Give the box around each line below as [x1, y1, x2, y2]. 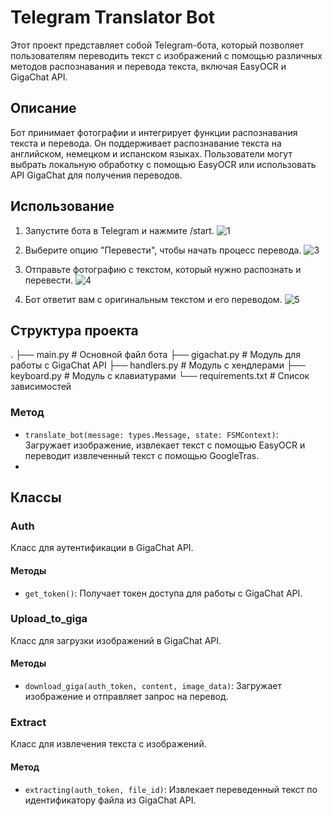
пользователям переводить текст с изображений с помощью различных [10, 49, 323, 61]
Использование [10, 198, 115, 215]
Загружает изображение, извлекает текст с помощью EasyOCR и [24, 439, 306, 451]
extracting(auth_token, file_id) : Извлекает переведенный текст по [24, 783, 318, 795]
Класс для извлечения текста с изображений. [10, 738, 207, 750]
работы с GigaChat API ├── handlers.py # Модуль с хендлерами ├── [10, 359, 306, 371]
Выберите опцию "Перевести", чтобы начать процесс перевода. [24, 244, 302, 256]
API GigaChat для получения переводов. [10, 169, 183, 181]
